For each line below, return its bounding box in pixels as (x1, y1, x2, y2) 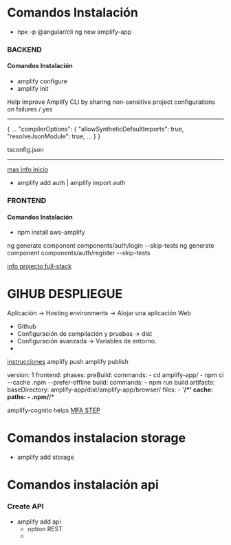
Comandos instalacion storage (7, 430, 186, 446)
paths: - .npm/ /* (7, 393, 55, 401)
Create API (7, 502, 44, 511)
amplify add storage (16, 453, 74, 462)
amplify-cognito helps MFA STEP (7, 406, 101, 414)
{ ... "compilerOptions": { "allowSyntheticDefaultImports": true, (7, 125, 184, 133)
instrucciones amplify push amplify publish (7, 358, 129, 366)
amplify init (16, 85, 49, 93)
